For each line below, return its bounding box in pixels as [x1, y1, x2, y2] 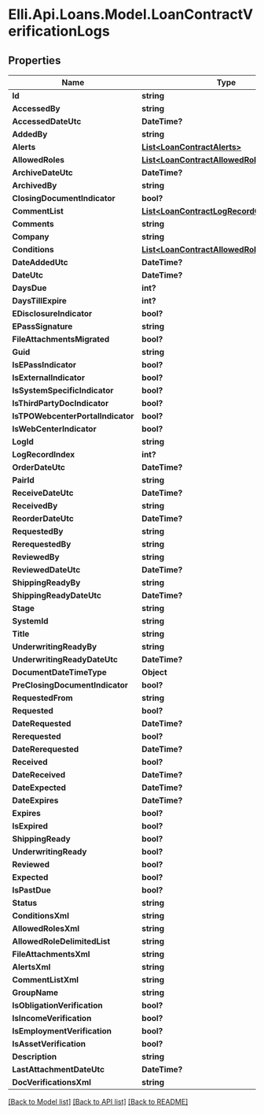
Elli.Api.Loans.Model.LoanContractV [8, 6, 254, 24]
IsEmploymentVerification [12, 1026, 112, 1036]
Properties [8, 54, 61, 67]
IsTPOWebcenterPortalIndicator [12, 411, 134, 421]
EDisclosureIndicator [12, 308, 93, 319]
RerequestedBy [12, 538, 71, 550]
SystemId [12, 616, 49, 626]
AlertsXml [12, 962, 51, 972]
